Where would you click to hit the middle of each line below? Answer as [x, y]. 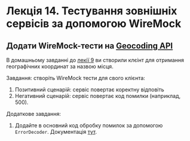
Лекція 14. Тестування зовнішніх [92, 11]
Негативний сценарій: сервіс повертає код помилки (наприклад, [98, 96]
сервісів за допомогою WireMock [94, 24]
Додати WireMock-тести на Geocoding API [90, 46]
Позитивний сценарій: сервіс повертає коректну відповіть [89, 90]
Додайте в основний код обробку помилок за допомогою [89, 125]
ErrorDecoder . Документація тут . [56, 132]
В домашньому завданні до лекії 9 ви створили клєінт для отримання [95, 60]
